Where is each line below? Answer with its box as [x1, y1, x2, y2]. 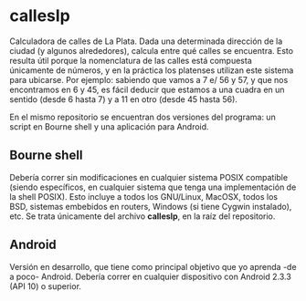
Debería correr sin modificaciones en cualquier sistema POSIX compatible [9, 171, 289, 182]
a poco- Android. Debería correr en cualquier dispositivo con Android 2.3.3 [9, 271, 292, 282]
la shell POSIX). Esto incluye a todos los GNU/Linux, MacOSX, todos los [9, 191, 279, 202]
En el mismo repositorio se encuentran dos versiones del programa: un [9, 111, 276, 122]
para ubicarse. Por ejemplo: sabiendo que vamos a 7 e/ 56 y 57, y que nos [9, 74, 289, 85]
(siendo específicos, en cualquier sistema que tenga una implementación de [9, 182, 297, 192]
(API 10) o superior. [9, 280, 82, 292]
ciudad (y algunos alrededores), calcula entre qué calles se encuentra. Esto [9, 45, 294, 56]
